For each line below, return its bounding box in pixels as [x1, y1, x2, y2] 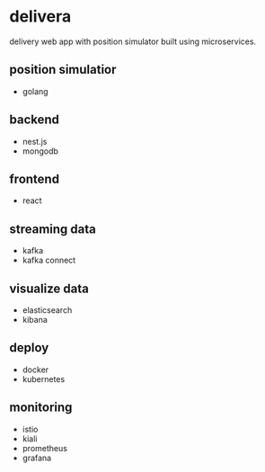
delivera [9, 6, 72, 27]
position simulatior [9, 62, 117, 77]
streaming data [9, 221, 96, 236]
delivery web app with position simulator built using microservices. [9, 36, 257, 47]
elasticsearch [22, 305, 73, 316]
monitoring [9, 400, 73, 415]
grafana [22, 452, 52, 463]
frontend [9, 171, 60, 186]
